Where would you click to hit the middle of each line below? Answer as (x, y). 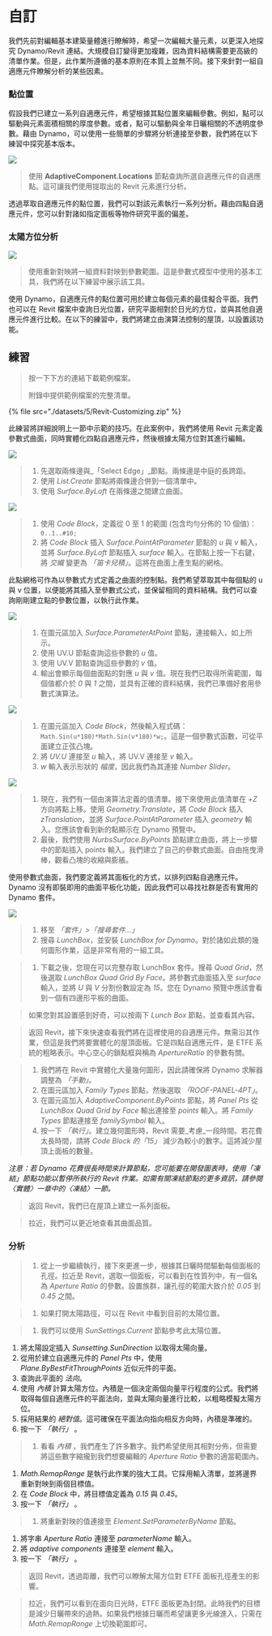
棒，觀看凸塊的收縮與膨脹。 (87, 860)
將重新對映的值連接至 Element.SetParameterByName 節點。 (140, 1521)
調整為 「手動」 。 (68, 1080)
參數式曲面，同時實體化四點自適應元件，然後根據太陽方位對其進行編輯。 (129, 438)
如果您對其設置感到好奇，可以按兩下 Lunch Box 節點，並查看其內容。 (144, 1015)
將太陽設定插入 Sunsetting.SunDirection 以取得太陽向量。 (116, 1347)
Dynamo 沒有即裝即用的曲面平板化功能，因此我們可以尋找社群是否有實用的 (133, 887)
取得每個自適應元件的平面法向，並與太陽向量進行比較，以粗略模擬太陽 (137, 1398)
